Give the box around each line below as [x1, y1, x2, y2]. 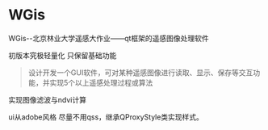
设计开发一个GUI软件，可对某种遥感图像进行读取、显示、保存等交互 [27, 67, 253, 78]
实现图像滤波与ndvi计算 [8, 94, 87, 104]
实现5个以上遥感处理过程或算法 [49, 78, 153, 87]
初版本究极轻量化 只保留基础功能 [8, 50, 117, 60]
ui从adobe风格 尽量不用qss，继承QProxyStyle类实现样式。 [8, 111, 204, 122]
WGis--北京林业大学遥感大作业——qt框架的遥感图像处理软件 [8, 33, 210, 43]
